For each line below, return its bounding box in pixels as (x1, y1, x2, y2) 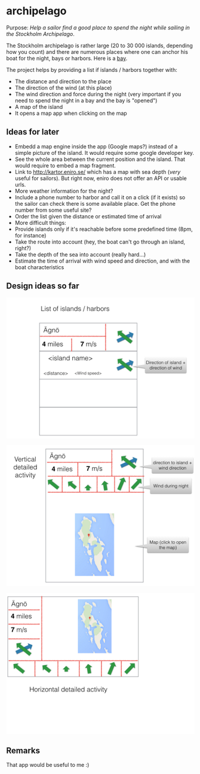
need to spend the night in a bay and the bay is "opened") (14, 97, 158, 104)
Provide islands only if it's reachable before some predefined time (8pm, (14, 226, 193, 233)
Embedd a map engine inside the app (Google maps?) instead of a (14, 142, 178, 150)
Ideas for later (6, 127, 60, 137)
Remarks (6, 745, 41, 755)
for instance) (14, 231, 47, 239)
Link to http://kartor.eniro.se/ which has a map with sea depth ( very (14, 168, 181, 175)
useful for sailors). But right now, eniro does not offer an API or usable (14, 175, 187, 182)
